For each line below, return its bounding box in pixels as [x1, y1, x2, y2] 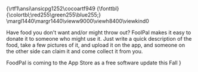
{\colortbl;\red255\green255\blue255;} [6, 11, 101, 18]
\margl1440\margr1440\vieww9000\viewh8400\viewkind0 [6, 18, 149, 24]
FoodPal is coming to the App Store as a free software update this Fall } [6, 59, 182, 66]
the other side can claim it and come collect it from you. [6, 48, 143, 55]
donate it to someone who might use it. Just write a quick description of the [6, 35, 192, 42]
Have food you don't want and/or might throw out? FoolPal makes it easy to [6, 29, 191, 36]
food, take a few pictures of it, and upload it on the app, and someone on [6, 41, 185, 48]
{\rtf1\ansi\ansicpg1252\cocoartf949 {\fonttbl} [6, 5, 119, 12]
